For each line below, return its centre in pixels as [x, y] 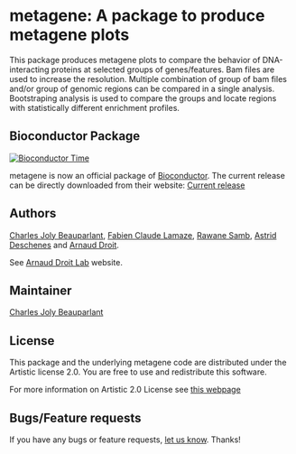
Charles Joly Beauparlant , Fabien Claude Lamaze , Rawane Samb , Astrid [143, 235]
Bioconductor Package [75, 136]
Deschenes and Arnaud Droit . [65, 245]
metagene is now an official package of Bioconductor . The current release [148, 175]
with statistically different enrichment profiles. [95, 107]
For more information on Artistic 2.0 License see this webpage [125, 390]
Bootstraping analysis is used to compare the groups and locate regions [143, 98]
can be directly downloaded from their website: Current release [127, 185]
